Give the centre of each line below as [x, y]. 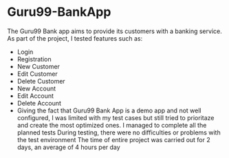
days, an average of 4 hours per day [68, 147]
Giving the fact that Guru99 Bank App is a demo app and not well [109, 110]
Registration [34, 59]
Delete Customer [41, 81]
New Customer [39, 66]
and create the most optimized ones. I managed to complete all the [112, 125]
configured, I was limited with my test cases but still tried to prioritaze [116, 117]
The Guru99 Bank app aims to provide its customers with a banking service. [115, 31]
